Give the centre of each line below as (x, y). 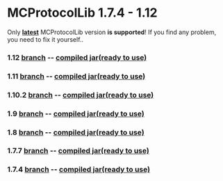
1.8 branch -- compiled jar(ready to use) (76, 132)
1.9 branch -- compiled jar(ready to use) (76, 113)
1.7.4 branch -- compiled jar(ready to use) (79, 170)
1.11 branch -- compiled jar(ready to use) (76, 76)
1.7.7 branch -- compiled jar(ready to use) (78, 151)
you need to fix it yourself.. (46, 39)
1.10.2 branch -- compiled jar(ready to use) (81, 95)
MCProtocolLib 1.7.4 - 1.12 (82, 13)
